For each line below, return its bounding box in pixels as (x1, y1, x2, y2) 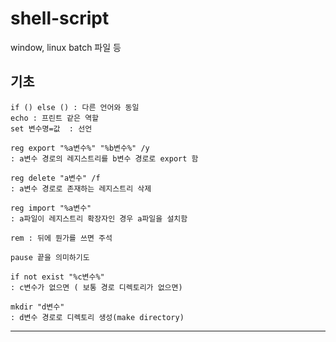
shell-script (10, 7, 110, 30)
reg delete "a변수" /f (10, 173, 101, 183)
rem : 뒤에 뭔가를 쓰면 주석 (10, 233, 113, 243)
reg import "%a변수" (10, 203, 92, 213)
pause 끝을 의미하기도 (10, 252, 90, 262)
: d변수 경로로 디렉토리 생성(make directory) (10, 312, 185, 322)
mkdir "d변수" (10, 302, 65, 312)
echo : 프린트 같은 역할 (10, 113, 100, 123)
